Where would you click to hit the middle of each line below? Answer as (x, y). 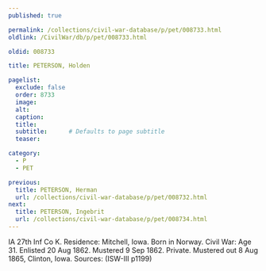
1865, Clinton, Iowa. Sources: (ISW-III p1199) (80, 258)
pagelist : (25, 80)
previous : (25, 182)
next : (17, 204)
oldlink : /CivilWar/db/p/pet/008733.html (78, 37)
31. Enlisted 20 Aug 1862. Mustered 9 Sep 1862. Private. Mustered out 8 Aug (133, 250)
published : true (35, 15)
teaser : (28, 139)
